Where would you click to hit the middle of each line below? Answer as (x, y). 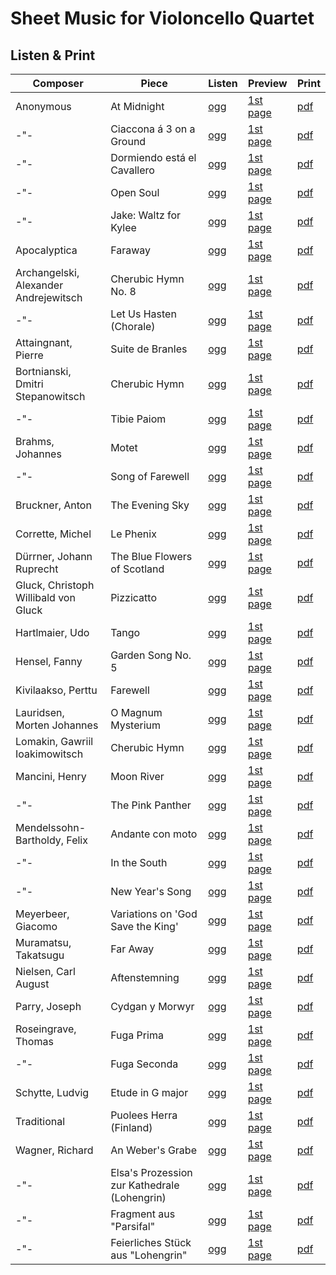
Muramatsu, (43, 942)
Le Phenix (133, 534)
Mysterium (136, 725)
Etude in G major (149, 1092)
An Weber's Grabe (153, 1150)
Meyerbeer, (42, 914)
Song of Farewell (150, 476)
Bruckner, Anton (53, 505)
